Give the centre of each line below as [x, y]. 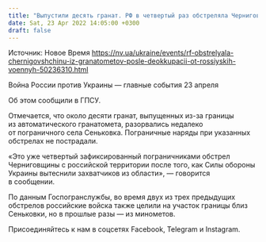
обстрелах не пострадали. [53, 141]
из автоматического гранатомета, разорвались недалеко [106, 125]
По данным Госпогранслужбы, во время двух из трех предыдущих [122, 197]
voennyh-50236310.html [48, 70]
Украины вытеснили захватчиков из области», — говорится [109, 173]
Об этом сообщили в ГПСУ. [55, 101]
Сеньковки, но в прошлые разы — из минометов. [92, 214]
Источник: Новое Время [49, 53]
